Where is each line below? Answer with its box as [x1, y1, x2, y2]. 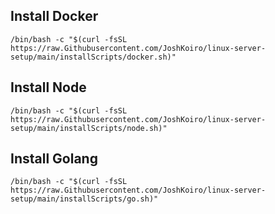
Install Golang [10, 150, 98, 168]
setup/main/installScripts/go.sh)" [10, 194, 159, 204]
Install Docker [10, 8, 99, 25]
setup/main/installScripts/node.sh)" [10, 123, 168, 133]
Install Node [10, 79, 87, 96]
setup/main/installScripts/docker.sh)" [10, 52, 177, 62]
